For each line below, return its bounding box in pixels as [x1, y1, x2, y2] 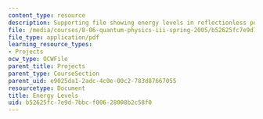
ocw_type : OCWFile [8, 56, 68, 63]
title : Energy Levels [8, 92, 79, 99]
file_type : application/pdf [8, 33, 100, 41]
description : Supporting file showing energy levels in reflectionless [8, 19, 247, 27]
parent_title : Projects [8, 63, 86, 70]
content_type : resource [8, 11, 86, 20]
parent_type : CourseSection [8, 70, 100, 78]
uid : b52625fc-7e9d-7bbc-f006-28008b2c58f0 [8, 99, 153, 106]
